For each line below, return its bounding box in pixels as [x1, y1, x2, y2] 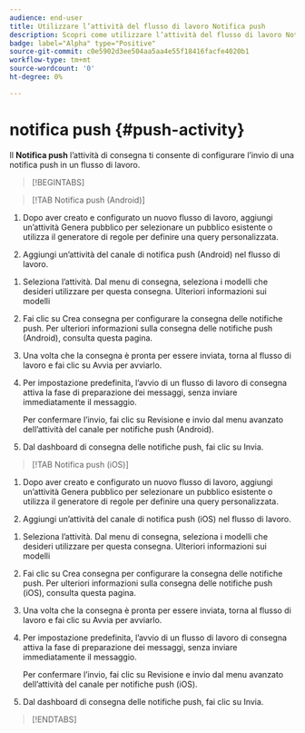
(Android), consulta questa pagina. [22, 332, 152, 343]
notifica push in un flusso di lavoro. [9, 159, 141, 170]
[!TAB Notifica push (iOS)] [31, 459, 129, 470]
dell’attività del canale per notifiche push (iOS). [22, 679, 198, 689]
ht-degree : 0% [9, 73, 64, 82]
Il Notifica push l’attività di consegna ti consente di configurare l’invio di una [9, 149, 295, 160]
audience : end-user [9, 13, 84, 23]
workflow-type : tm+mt [9, 55, 92, 64]
